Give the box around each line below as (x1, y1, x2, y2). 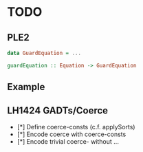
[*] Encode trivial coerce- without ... (16, 137, 119, 145)
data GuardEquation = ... (7, 50, 81, 56)
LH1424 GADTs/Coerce (7, 105, 109, 116)
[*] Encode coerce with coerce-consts (16, 130, 126, 138)
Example (7, 81, 45, 93)
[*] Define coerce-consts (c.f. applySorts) (16, 122, 135, 131)
